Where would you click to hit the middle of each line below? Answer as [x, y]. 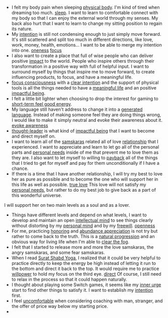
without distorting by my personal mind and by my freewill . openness [83, 225]
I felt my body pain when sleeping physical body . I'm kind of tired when [86, 7]
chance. [20, 168]
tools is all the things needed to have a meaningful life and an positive [84, 88]
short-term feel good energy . [42, 104]
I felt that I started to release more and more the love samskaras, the [82, 247]
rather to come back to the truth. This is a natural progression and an [83, 236]
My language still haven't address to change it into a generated [77, 109]
